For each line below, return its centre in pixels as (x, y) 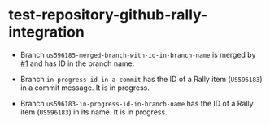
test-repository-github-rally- (108, 15)
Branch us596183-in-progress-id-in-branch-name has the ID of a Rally (137, 103)
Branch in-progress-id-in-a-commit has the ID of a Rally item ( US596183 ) (141, 79)
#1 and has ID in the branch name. (77, 63)
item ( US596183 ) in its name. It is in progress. (94, 112)
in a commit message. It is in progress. (85, 88)
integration (47, 32)
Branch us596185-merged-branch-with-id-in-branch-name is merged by (138, 54)
